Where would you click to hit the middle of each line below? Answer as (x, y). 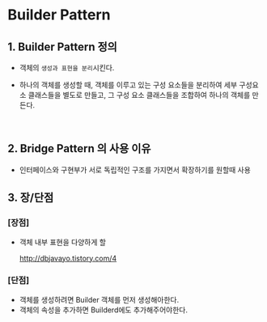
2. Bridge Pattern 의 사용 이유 (79, 148)
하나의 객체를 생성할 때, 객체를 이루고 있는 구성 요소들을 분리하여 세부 (128, 85)
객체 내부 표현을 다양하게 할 (63, 242)
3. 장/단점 (31, 198)
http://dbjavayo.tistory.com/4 (68, 258)
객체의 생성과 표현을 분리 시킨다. (67, 68)
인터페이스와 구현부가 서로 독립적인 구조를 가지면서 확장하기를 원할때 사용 (135, 169)
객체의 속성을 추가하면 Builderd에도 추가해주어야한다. (103, 310)
